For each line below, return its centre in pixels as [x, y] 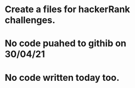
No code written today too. [62, 78]
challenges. [30, 20]
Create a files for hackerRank [68, 9]
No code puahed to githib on [65, 43]
